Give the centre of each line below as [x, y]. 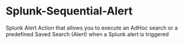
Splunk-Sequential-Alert [69, 11]
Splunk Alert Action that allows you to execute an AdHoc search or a [92, 28]
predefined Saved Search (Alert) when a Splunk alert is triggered [87, 34]
